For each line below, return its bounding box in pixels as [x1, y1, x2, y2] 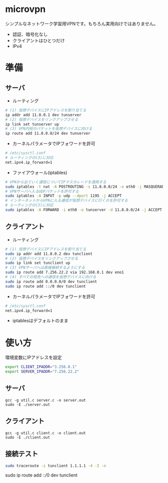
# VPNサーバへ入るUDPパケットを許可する [5, 189, 79, 194]
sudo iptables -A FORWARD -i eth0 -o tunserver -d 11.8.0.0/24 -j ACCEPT [5, 207, 162, 213]
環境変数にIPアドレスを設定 [5, 355, 62, 361]
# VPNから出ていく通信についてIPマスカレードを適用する [5, 179, 106, 184]
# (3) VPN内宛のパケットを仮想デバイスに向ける [5, 126, 92, 131]
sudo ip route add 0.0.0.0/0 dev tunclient [5, 279, 97, 284]
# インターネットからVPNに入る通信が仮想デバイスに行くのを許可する [5, 198, 128, 203]
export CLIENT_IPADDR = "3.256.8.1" [5, 365, 77, 370]
